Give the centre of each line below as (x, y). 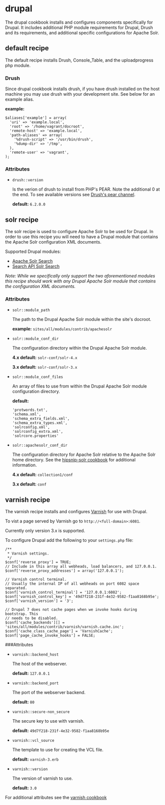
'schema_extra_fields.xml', (41, 419)
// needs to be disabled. (31, 618)
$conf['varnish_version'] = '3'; (39, 601)
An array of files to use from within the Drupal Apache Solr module (80, 386)
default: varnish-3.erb (35, 759)
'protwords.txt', (30, 410)
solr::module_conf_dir (35, 339)
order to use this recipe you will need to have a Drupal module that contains (82, 237)
